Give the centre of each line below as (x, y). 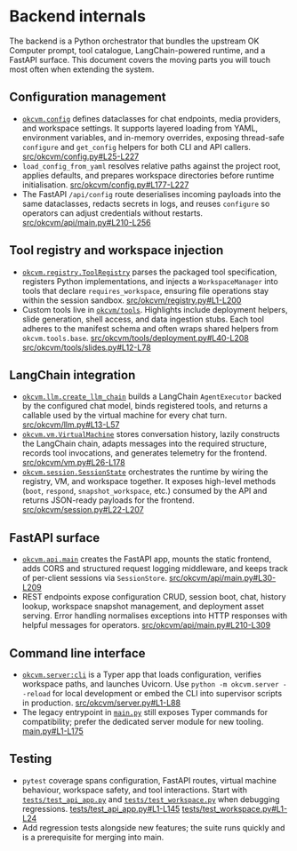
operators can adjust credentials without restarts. (112, 213)
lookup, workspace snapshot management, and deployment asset (143, 607)
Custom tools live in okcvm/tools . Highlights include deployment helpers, (155, 309)
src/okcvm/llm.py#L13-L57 (71, 425)
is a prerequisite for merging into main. (93, 837)
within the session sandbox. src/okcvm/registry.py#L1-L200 (132, 300)
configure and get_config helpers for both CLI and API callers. (136, 147)
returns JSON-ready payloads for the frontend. (108, 500)
